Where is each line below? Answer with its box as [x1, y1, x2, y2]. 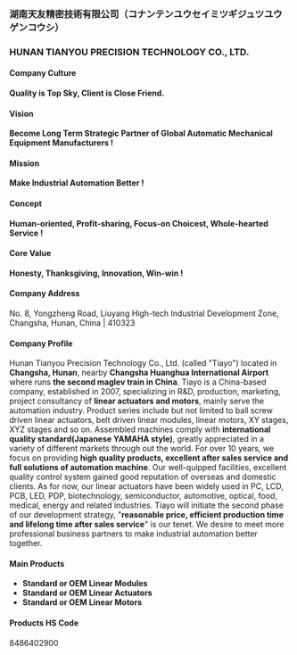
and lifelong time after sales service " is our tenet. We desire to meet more [9, 519, 285, 530]
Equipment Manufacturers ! [9, 137, 114, 148]
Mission [9, 158, 40, 169]
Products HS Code [9, 618, 79, 628]
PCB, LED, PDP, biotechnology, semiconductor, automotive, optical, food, [9, 491, 278, 502]
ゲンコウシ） [9, 21, 64, 33]
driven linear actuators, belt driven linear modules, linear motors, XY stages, [9, 415, 289, 426]
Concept [9, 198, 43, 209]
